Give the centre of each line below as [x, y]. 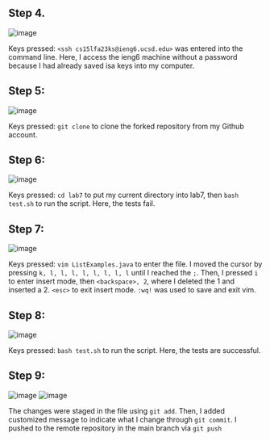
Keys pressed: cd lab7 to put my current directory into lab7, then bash [124, 195]
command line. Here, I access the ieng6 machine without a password [123, 57]
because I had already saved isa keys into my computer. [102, 65]
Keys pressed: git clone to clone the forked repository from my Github [126, 126]
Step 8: [27, 315]
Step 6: [27, 160]
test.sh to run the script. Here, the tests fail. [82, 204]
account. [23, 134]
